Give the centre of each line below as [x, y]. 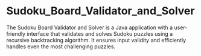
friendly [16, 33]
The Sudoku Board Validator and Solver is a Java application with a [90, 27]
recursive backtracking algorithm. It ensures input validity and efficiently [96, 40]
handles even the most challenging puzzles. [61, 46]
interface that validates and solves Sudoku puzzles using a [100, 33]
